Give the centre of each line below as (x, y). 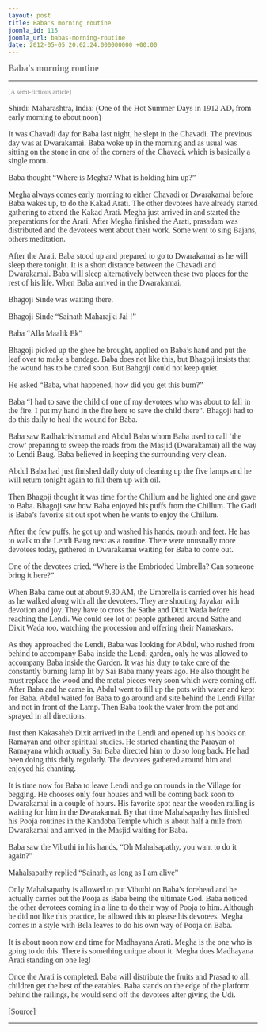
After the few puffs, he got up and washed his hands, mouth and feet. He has (129, 531)
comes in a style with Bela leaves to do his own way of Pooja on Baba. (120, 925)
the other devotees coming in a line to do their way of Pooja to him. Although (131, 907)
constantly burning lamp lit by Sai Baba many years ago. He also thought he (129, 671)
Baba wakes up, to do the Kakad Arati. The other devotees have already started (133, 203)
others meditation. (37, 239)
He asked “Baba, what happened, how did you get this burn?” (106, 385)
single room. (28, 160)
